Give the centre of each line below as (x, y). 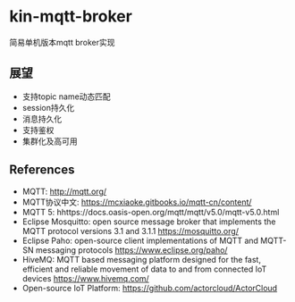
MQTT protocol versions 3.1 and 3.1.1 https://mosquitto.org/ (131, 231)
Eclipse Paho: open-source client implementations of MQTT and (140, 240)
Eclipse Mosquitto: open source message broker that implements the (149, 222)
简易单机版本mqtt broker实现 (62, 42)
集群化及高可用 (50, 141)
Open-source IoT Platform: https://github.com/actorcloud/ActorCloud (150, 288)
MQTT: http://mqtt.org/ (64, 191)
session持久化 (48, 107)
